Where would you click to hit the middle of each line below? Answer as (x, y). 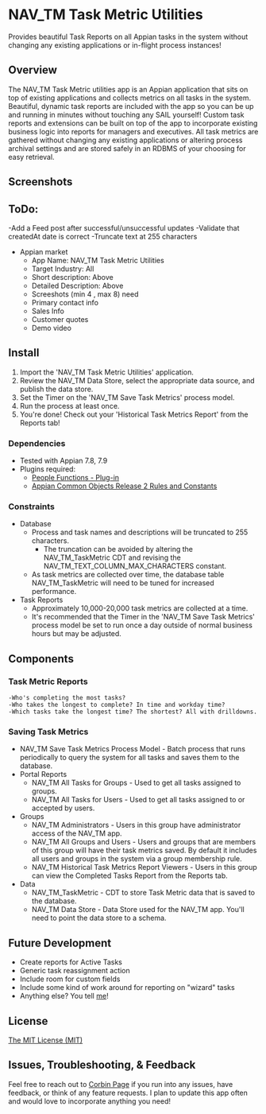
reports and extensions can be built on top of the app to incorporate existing (133, 123)
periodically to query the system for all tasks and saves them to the (129, 758)
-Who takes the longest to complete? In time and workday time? (117, 705)
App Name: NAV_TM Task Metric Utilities (98, 260)
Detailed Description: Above (77, 285)
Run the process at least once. (69, 406)
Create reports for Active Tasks (71, 962)
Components (41, 659)
